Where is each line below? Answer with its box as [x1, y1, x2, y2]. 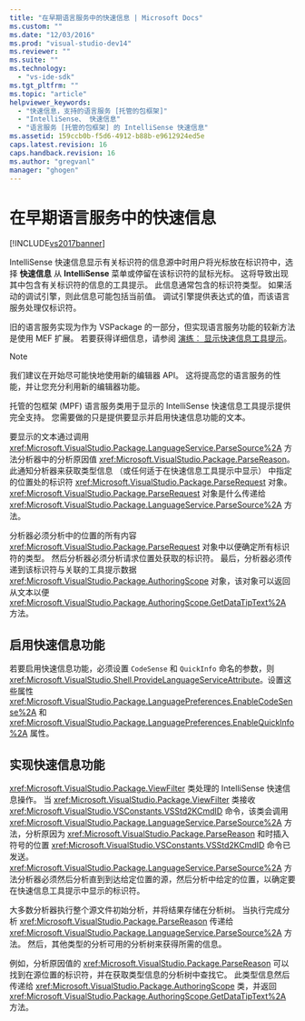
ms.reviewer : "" [9, 47, 71, 56]
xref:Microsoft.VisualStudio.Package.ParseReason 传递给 [19, 916, 234, 926]
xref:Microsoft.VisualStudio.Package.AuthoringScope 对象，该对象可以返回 [9, 576, 290, 586]
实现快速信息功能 [9, 756, 105, 773]
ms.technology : [9, 65, 67, 74]
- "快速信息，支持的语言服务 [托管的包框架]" [17, 106, 168, 115]
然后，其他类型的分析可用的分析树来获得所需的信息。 [26, 938, 227, 949]
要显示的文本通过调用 [9, 431, 89, 442]
